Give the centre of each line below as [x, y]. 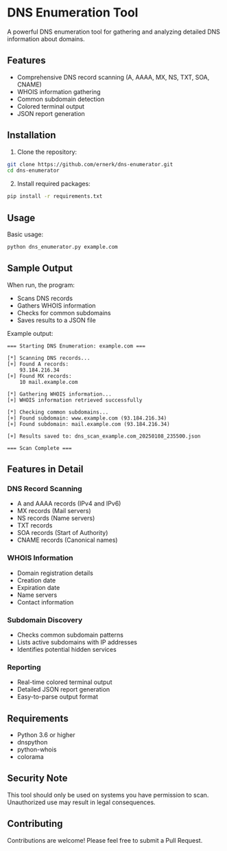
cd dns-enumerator [33, 171]
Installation [32, 135]
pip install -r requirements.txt [55, 196]
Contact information [45, 602]
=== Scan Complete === [39, 448]
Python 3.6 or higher [46, 735]
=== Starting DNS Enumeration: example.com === [76, 346]
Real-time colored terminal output [64, 682]
